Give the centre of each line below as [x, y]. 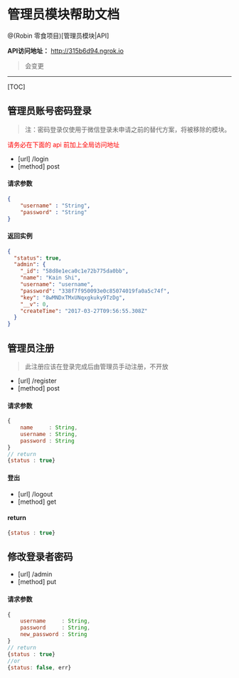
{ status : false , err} [39, 667]
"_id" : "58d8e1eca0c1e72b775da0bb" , [75, 271]
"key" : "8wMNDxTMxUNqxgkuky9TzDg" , [73, 297]
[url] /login [33, 159]
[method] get [37, 502]
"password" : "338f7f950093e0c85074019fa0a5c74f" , [95, 291]
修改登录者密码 [40, 557]
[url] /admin [35, 574]
